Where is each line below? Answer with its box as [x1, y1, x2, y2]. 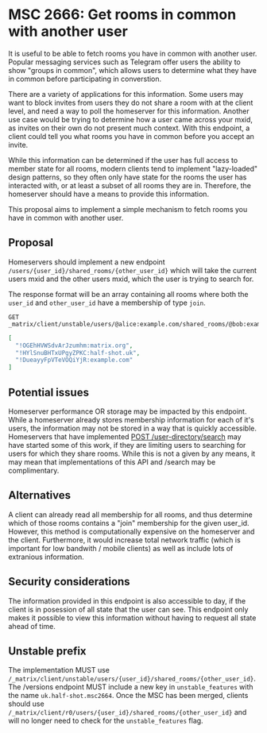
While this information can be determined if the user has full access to [8, 155, 238, 164]
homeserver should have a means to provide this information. [8, 189, 209, 199]
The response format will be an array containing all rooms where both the [8, 289, 249, 299]
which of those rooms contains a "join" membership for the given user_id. [8, 518, 250, 527]
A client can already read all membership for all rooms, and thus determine [8, 510, 253, 519]
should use [8, 699, 45, 708]
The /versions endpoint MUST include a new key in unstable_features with [8, 682, 253, 692]
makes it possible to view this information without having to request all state [8, 613, 257, 623]
